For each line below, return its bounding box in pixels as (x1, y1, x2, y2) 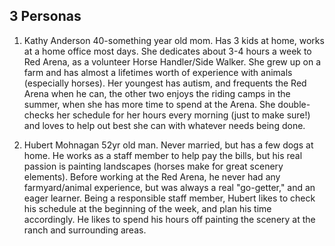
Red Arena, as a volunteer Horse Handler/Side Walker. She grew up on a (23, 55, 322, 68)
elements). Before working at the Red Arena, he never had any (23, 170, 281, 183)
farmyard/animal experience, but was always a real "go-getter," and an (23, 181, 316, 193)
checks (23, 109, 55, 121)
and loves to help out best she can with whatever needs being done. (23, 119, 306, 131)
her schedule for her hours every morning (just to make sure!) (56, 109, 311, 121)
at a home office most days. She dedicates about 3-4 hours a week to (23, 45, 312, 57)
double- (277, 98, 311, 110)
